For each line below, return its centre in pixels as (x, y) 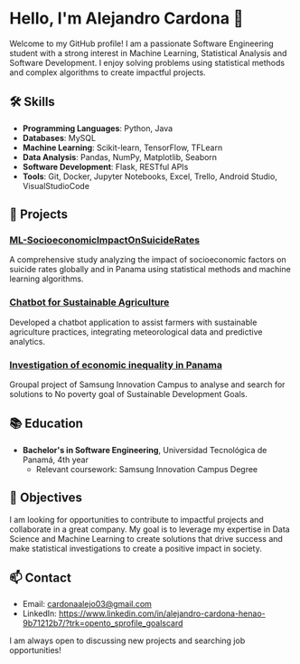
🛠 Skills (33, 102)
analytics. (27, 341)
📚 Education (47, 424)
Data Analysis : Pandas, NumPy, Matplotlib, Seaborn (120, 157)
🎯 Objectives (46, 498)
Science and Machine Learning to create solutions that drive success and (146, 538)
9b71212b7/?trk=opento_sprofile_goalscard (103, 623)
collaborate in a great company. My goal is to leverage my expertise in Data (150, 529)
